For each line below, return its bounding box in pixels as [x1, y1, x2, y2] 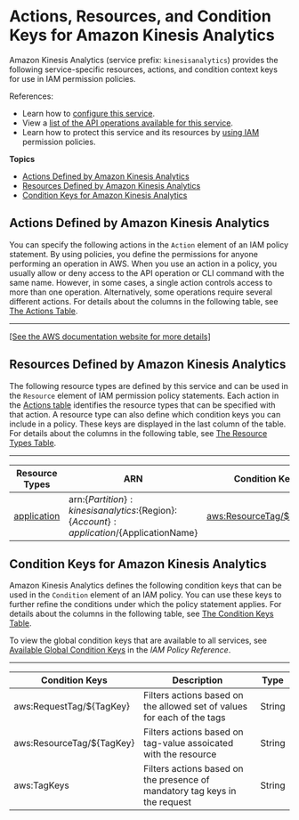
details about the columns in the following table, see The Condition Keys [9, 608, 274, 620]
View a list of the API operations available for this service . [21, 118, 234, 128]
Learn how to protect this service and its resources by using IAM [21, 126, 260, 137]
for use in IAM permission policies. [9, 73, 136, 84]
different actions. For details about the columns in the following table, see [9, 296, 279, 306]
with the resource [143, 748, 217, 760]
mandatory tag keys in [143, 785, 237, 798]
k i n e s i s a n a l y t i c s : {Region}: [68, 504, 178, 516]
